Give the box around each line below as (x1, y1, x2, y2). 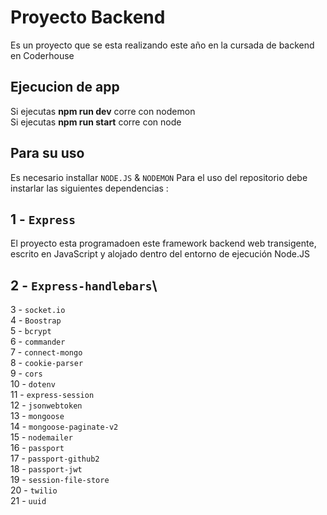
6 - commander (10, 336, 66, 348)
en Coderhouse (10, 49, 75, 61)
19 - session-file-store (10, 474, 110, 486)
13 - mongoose (10, 410, 65, 422)
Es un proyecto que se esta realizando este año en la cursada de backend (10, 39, 315, 51)
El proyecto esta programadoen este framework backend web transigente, (10, 237, 317, 250)
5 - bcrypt (10, 325, 52, 337)
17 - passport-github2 (10, 452, 100, 465)
